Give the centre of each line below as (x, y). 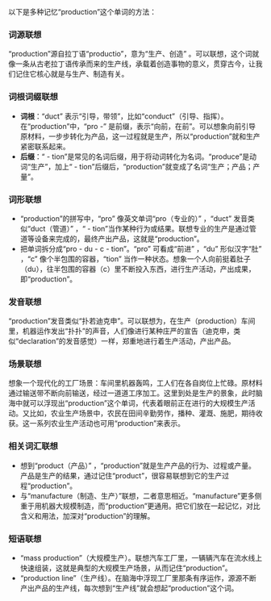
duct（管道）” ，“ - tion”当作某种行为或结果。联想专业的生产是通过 (140, 228)
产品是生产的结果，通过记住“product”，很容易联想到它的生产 (121, 475)
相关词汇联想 (33, 446)
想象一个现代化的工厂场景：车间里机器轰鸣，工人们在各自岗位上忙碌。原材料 (135, 383)
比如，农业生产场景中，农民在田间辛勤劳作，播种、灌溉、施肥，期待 (142, 413)
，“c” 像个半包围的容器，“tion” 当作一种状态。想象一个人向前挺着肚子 (135, 259)
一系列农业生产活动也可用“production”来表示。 (107, 424)
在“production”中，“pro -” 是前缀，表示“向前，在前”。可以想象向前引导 (138, 126)
